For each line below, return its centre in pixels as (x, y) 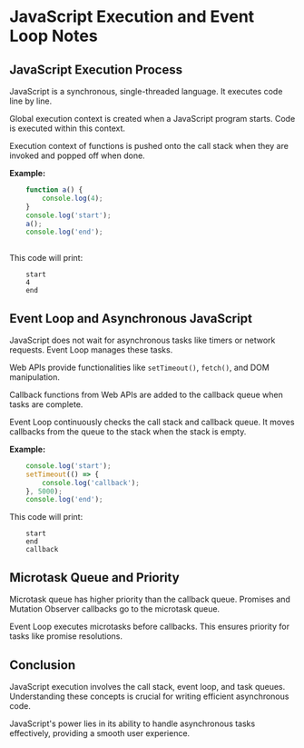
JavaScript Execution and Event (132, 17)
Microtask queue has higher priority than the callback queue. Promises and (150, 599)
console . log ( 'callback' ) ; (91, 483)
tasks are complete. (46, 404)
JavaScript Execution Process (96, 70)
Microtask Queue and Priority (94, 578)
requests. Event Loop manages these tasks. (91, 349)
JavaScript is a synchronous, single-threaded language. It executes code (146, 91)
